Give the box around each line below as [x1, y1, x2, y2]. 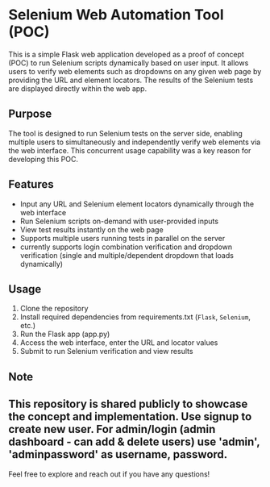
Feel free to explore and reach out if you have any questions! [8, 469, 210, 479]
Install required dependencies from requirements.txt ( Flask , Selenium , [19, 312, 251, 322]
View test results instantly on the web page [19, 224, 164, 235]
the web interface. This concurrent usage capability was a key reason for [8, 145, 251, 155]
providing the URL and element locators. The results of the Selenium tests [8, 75, 254, 85]
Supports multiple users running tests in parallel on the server [19, 233, 226, 243]
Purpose [8, 107, 52, 121]
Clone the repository [19, 304, 89, 314]
